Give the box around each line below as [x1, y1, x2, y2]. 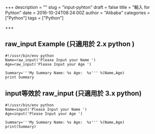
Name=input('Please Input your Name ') [5, 107, 87, 112]
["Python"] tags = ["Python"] [5, 15, 64, 21]
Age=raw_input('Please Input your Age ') [5, 62, 92, 67]
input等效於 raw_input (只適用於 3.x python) [5, 89, 142, 98]
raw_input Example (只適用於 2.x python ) [5, 40, 135, 48]
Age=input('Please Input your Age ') [5, 111, 83, 116]
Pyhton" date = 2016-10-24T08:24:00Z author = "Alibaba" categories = [5, 10, 151, 16]
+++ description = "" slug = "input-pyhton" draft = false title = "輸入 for [5, 4, 150, 10]
